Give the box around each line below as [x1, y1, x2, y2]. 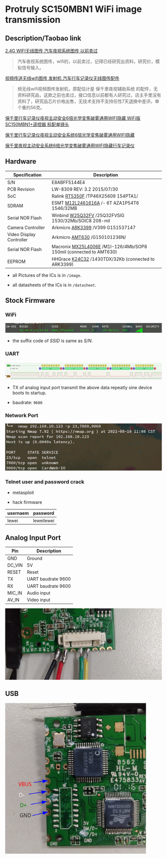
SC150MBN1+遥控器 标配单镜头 [5, 121, 70, 127]
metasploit [12, 489, 34, 495]
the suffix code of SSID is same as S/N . [12, 338, 93, 344]
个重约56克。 [17, 105, 45, 110]
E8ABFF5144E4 [51, 179, 85, 185]
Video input [27, 597, 51, 603]
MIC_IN [7, 590, 22, 596]
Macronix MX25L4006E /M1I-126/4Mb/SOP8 [51, 243, 148, 250]
